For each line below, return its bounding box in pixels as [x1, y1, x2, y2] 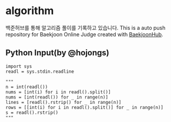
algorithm [5, 4, 54, 18]
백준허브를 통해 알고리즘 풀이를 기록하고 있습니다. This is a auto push [5, 24, 166, 31]
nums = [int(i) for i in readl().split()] [5, 89, 111, 95]
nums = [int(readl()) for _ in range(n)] [5, 94, 109, 100]
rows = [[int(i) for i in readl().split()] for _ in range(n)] [5, 104, 164, 110]
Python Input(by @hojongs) [5, 48, 109, 58]
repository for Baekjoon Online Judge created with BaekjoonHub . [5, 30, 163, 38]
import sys [5, 63, 32, 69]
